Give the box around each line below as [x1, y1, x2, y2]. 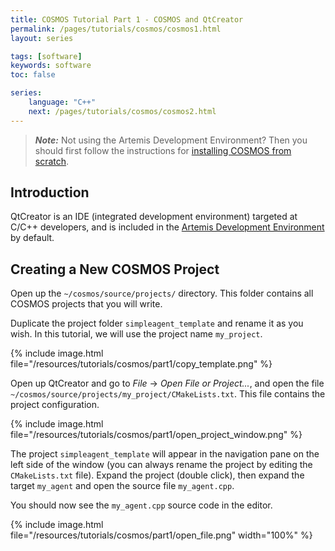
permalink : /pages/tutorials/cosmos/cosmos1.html [10, 24, 222, 34]
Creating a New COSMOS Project [10, 261, 220, 278]
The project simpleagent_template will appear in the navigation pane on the [10, 448, 320, 460]
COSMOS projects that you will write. [10, 298, 163, 310]
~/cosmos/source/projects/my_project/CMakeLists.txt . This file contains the [10, 388, 326, 400]
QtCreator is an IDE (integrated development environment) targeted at [10, 211, 298, 223]
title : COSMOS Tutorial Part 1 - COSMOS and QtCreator [10, 14, 244, 25]
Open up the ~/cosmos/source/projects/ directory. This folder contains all [10, 287, 314, 300]
